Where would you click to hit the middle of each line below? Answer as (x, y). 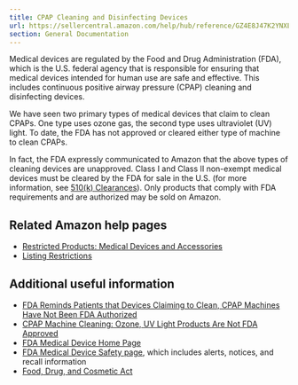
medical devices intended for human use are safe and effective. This (134, 78)
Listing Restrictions (57, 256)
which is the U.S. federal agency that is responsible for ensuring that (134, 68)
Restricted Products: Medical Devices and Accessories (122, 247)
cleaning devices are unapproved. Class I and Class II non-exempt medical (145, 169)
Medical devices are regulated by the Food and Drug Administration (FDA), (145, 59)
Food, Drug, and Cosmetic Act (77, 371)
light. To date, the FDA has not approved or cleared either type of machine (145, 133)
